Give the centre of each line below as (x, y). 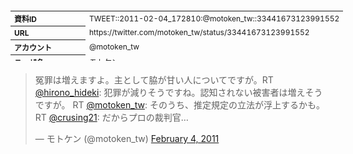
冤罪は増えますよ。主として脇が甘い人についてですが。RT (154, 80)
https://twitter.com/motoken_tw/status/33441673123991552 (199, 32)
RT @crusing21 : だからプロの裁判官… (111, 117)
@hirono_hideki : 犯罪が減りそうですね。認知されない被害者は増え (170, 92)
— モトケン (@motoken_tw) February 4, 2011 (127, 138)
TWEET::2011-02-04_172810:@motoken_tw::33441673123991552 (214, 18)
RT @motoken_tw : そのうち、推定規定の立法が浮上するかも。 (198, 105)
